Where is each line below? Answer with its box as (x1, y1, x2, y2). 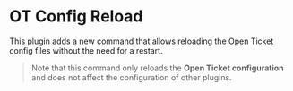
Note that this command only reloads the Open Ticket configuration (30, 62, 284, 73)
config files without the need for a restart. (9, 45, 163, 55)
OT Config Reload (9, 6, 143, 27)
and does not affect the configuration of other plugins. (30, 71, 232, 82)
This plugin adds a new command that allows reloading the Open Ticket (9, 36, 274, 46)
